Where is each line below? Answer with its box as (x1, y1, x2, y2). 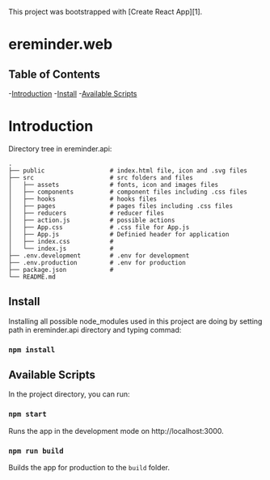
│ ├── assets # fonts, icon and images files (8, 181, 219, 189)
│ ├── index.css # (8, 237, 114, 245)
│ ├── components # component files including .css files (8, 188, 248, 196)
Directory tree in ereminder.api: (8, 143, 112, 153)
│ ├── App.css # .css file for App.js (8, 223, 190, 232)
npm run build (8, 446, 64, 456)
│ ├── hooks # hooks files (8, 194, 158, 203)
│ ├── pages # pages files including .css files (8, 202, 233, 210)
